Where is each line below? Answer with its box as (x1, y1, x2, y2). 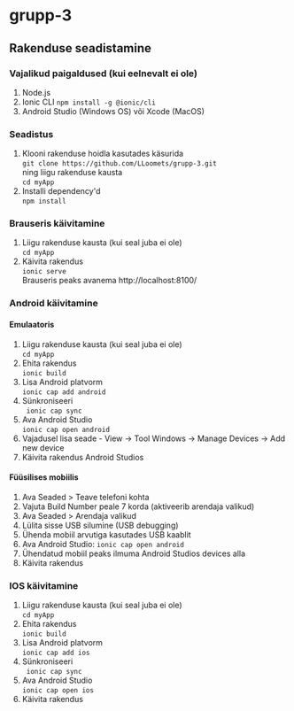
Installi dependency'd (21, 186, 101, 197)
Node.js (21, 87, 51, 97)
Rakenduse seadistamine (9, 41, 152, 56)
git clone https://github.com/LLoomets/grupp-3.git (21, 159, 217, 168)
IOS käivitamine (9, 579, 79, 591)
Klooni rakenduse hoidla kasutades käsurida (21, 148, 184, 159)
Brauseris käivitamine (9, 218, 105, 230)
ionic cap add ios (21, 648, 90, 658)
